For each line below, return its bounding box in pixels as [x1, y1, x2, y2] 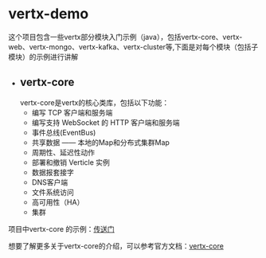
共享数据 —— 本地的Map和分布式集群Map [31, 137, 170, 147]
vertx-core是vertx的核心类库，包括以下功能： [19, 97, 170, 107]
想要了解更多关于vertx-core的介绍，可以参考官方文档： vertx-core [8, 240, 225, 251]
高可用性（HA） [31, 197, 84, 207]
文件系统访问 [31, 187, 74, 197]
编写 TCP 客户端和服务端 [31, 107, 113, 117]
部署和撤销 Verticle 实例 [31, 157, 110, 167]
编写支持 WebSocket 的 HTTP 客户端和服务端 [31, 117, 181, 127]
